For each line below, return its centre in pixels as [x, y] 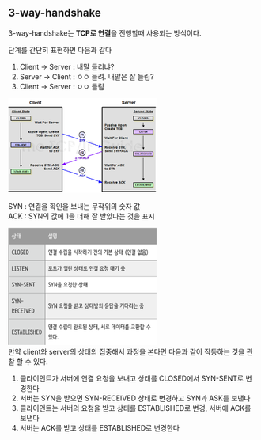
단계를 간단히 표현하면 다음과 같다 [60, 50]
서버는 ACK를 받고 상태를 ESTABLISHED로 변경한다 [100, 428]
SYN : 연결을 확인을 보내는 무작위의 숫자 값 [74, 207]
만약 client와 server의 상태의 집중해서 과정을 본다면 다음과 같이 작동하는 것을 [127, 352]
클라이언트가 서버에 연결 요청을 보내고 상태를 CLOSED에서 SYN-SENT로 [132, 378]
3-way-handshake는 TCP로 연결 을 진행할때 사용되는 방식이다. [105, 33]
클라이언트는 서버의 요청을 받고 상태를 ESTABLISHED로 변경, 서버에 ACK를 [135, 408]
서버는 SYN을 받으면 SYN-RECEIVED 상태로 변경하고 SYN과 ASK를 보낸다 [135, 398]
